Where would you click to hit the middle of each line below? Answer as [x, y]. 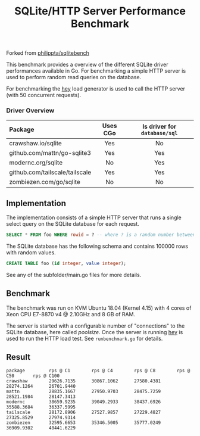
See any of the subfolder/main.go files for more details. [74, 275]
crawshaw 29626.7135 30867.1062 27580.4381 [84, 381]
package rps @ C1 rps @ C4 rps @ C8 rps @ [98, 371]
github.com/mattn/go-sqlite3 [50, 153]
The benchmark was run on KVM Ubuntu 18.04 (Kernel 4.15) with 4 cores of [99, 308]
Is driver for [160, 127]
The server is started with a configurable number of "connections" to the [96, 326]
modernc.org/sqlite [36, 163]
